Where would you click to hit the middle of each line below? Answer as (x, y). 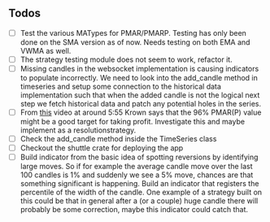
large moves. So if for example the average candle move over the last (137, 167)
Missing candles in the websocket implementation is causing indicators (139, 68)
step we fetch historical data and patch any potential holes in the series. (141, 104)
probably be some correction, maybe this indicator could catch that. (134, 210)
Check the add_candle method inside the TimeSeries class (118, 139)
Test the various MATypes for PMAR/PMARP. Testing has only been (133, 33)
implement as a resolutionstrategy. (78, 130)
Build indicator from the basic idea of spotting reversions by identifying (139, 157)
